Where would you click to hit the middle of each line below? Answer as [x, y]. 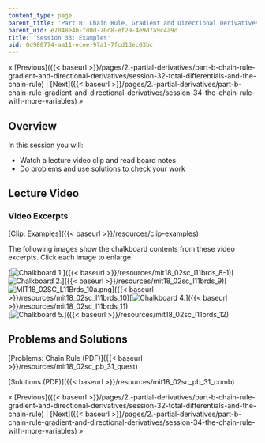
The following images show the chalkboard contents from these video [121, 248]
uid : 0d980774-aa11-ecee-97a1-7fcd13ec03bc [81, 45]
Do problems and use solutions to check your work [102, 168]
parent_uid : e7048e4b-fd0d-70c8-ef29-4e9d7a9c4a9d [93, 30]
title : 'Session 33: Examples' [60, 38]
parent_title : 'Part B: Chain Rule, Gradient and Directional [112, 23]
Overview [33, 126]
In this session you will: [46, 145]
